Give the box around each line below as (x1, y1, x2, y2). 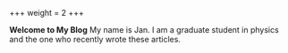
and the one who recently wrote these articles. (9, 34, 182, 44)
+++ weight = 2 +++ (9, 8, 85, 18)
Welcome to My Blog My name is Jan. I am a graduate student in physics (9, 25, 279, 34)
